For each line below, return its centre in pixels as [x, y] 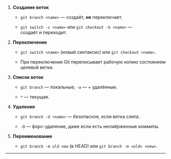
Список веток [28, 77]
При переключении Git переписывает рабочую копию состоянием [93, 62]
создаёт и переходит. [44, 32]
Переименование [32, 136]
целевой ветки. [37, 67]
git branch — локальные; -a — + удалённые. [69, 87]
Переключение [30, 42]
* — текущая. [35, 97]
